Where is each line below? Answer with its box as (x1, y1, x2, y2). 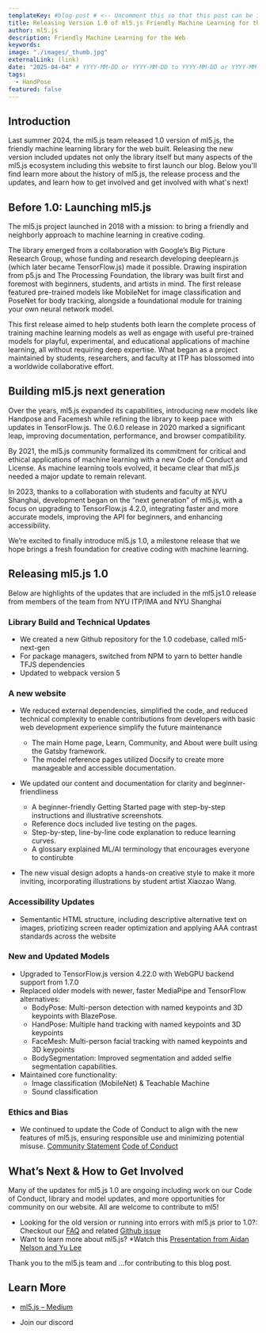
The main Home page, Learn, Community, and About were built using (31, 738, 257, 748)
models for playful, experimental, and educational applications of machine (8, 337, 250, 345)
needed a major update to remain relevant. (8, 471, 147, 481)
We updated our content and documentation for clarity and (19, 779, 212, 788)
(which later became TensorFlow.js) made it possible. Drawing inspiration (8, 262, 247, 272)
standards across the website (19, 931, 116, 941)
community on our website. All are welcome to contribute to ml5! (8, 1202, 219, 1212)
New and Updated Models (8, 951, 110, 962)
